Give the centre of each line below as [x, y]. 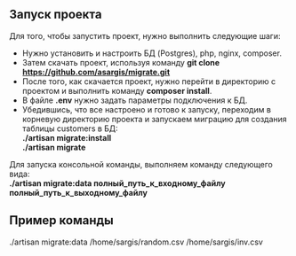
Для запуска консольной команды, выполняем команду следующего [141, 164]
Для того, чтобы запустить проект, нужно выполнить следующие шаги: [145, 35]
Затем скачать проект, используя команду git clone [121, 62]
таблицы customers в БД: [70, 128]
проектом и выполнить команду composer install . [117, 90]
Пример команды [61, 221]
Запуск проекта [56, 15]
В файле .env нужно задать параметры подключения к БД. [135, 100]
